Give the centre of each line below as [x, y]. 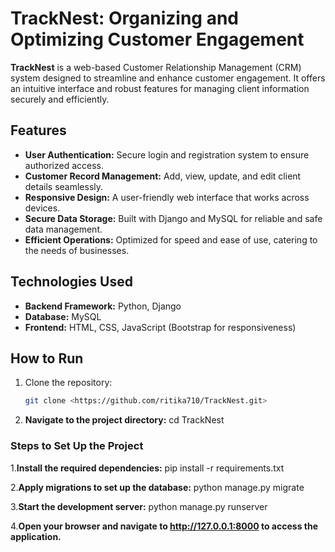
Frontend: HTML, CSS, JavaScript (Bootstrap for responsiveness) [160, 327]
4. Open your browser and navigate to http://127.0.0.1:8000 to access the [164, 526]
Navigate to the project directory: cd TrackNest [124, 420]
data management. [63, 229]
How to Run [47, 358]
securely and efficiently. [60, 99]
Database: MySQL [63, 316]
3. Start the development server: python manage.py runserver [139, 506]
